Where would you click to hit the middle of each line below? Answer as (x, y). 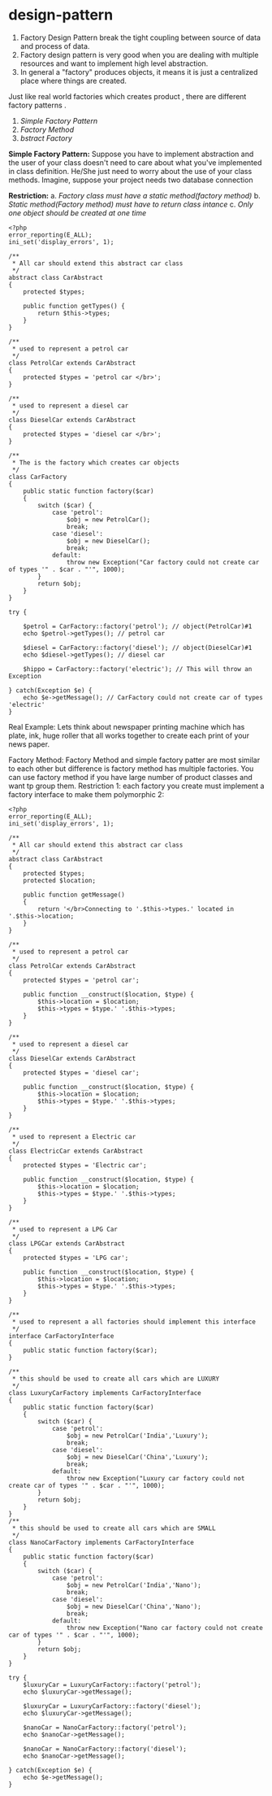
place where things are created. (73, 81)
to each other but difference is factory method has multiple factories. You (131, 768)
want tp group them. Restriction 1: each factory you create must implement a (136, 786)
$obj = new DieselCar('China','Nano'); (134, 1606)
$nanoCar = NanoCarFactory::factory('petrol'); (105, 1727)
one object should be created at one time (78, 212)
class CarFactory (38, 477)
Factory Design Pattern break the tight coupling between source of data (140, 37)
